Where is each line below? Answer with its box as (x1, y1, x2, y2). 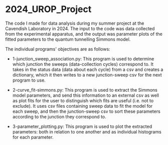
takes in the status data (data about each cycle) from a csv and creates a (12, 66, 163, 72)
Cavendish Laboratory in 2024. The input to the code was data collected (5, 25, 155, 31)
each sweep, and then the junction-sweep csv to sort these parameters (12, 108, 160, 114)
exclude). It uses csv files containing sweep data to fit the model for (12, 103, 153, 109)
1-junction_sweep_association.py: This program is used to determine (12, 55, 154, 61)
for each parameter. (12, 134, 54, 140)
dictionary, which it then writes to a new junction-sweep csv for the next (12, 71, 162, 78)
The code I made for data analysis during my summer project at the (5, 20, 144, 26)
